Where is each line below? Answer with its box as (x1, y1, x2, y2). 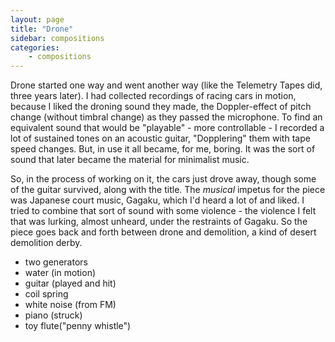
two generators (24, 256, 88, 268)
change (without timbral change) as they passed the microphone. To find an (10, 111, 323, 123)
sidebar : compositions (10, 33, 105, 43)
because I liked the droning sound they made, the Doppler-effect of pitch (10, 101, 312, 113)
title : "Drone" (10, 24, 74, 34)
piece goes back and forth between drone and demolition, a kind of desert (10, 226, 317, 238)
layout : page (10, 14, 65, 25)
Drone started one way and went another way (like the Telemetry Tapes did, (10, 79, 323, 91)
